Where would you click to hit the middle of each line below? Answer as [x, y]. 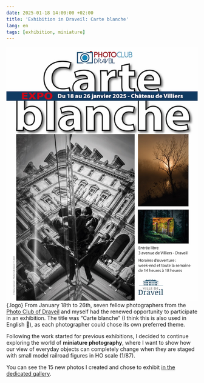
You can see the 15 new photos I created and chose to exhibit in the [91, 367]
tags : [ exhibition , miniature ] [46, 32]
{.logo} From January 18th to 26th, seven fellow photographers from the [96, 305]
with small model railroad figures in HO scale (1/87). [71, 356]
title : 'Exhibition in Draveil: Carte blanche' [68, 19]
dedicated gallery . [29, 374]
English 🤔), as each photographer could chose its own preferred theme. [96, 325]
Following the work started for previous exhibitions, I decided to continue [98, 336]
